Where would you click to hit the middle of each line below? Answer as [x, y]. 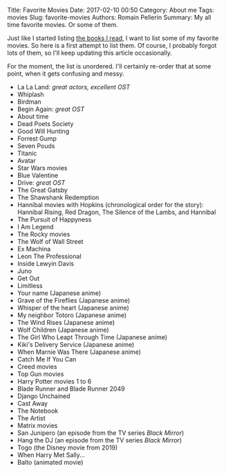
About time [33, 116]
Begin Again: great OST [51, 109]
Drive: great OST [41, 182]
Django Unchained [44, 396]
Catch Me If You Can [47, 359]
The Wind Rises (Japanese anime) [66, 322]
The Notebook [38, 411]
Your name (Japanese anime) [59, 293]
